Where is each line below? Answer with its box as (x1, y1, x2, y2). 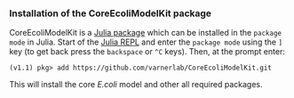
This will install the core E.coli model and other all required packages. (9, 79, 263, 90)
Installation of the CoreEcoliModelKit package (9, 7, 211, 20)
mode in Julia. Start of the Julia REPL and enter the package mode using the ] (9, 37, 282, 47)
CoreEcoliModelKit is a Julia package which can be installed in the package (9, 28, 282, 38)
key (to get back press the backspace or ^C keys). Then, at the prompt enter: (9, 46, 286, 57)
